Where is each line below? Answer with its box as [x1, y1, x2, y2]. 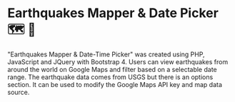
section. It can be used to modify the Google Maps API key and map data [7, 80, 223, 88]
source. [7, 88, 30, 96]
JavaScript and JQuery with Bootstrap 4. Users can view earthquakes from [7, 57, 229, 66]
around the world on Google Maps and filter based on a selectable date [7, 65, 217, 73]
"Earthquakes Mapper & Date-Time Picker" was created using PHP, [7, 50, 205, 58]
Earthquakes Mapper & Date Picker [7, 5, 219, 21]
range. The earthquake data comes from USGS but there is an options [7, 73, 214, 81]
